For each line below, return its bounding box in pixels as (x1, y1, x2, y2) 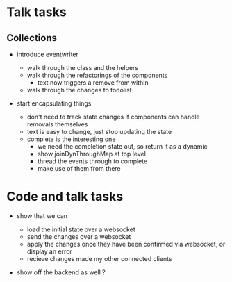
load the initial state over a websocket (26, 225, 136, 233)
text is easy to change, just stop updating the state (26, 128, 172, 135)
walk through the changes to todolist (26, 86, 133, 94)
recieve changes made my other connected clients (26, 254, 172, 263)
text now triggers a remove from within (37, 78, 149, 87)
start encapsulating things (16, 99, 92, 108)
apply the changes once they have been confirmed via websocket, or (26, 240, 226, 248)
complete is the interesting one (26, 135, 116, 143)
